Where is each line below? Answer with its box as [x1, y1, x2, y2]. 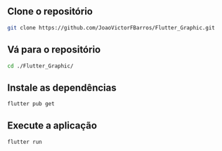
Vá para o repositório [7, 44, 101, 55]
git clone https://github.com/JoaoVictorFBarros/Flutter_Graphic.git [7, 24, 216, 31]
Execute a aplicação [7, 119, 97, 132]
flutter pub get [7, 100, 55, 107]
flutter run [7, 138, 42, 145]
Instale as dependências [7, 81, 117, 93]
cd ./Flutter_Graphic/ [7, 63, 74, 70]
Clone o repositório [7, 6, 93, 18]
